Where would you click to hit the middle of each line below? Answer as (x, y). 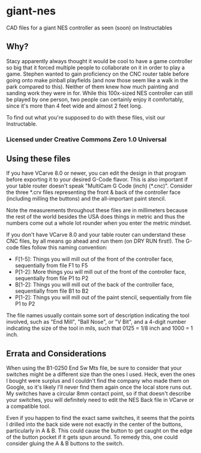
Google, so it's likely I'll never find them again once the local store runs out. (99, 387)
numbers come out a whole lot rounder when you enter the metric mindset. (99, 223)
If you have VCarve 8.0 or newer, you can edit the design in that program (96, 173)
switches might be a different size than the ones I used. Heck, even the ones (101, 374)
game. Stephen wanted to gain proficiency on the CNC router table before (97, 74)
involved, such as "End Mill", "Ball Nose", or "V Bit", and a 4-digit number (96, 322)
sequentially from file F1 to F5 (51, 266)
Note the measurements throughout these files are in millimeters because (97, 210)
